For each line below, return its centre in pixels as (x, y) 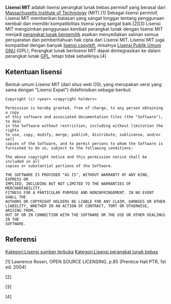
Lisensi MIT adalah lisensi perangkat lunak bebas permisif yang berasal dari (86, 7)
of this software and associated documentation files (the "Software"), (84, 117)
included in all (22, 161)
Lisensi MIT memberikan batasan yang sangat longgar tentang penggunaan (85, 18)
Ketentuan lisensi (34, 72)
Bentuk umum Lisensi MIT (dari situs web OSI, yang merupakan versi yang (83, 84)
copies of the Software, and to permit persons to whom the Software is (84, 144)
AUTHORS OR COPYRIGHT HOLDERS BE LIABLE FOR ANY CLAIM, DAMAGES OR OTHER (86, 201)
